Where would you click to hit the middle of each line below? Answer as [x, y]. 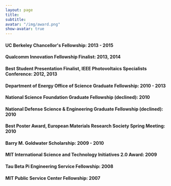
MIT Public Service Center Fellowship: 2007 [53, 178]
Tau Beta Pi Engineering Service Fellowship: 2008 [59, 167]
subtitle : [16, 19]
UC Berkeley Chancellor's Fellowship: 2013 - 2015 [59, 45]
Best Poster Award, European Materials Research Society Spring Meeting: [85, 126]
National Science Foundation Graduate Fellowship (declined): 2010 [78, 97]
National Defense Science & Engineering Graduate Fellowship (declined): [84, 109]
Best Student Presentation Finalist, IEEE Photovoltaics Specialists [76, 68]
